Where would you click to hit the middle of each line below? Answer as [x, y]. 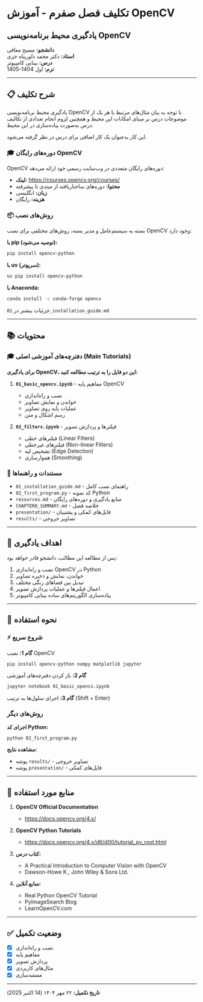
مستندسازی [29, 975]
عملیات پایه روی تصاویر [51, 408]
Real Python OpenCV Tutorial [61, 896]
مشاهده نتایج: [22, 750]
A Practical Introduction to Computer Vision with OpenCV [96, 866]
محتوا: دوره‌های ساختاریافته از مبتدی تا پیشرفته [67, 186]
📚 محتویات [26, 336]
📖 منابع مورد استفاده [41, 792]
